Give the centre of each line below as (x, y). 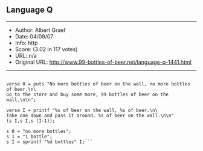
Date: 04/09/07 (34, 36)
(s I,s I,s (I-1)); (31, 121)
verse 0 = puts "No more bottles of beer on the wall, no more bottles (98, 84)
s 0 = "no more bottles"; (39, 131)
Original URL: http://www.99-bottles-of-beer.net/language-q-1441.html (103, 62)
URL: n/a (26, 55)
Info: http (26, 43)
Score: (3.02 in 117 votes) (46, 49)
